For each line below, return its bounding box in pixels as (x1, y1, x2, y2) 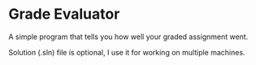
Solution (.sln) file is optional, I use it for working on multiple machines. (8, 47, 245, 57)
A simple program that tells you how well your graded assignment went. (8, 32, 249, 41)
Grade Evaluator (8, 5, 120, 24)
